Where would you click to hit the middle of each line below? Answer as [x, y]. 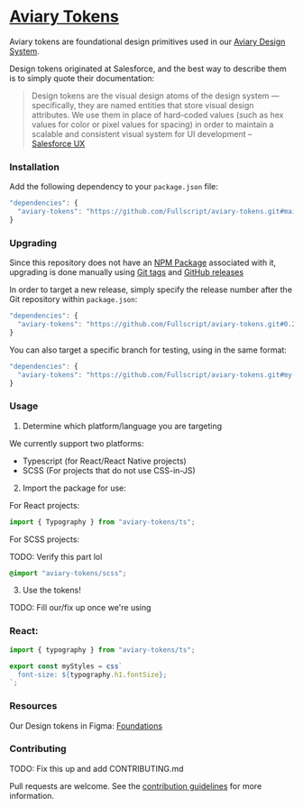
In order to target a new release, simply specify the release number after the [151, 289]
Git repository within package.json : [73, 299]
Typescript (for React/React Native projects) [104, 461]
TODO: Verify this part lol [56, 556]
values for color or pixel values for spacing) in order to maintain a [152, 124]
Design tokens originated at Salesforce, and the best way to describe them [148, 69]
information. [32, 795]
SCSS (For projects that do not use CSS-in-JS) [109, 470]
